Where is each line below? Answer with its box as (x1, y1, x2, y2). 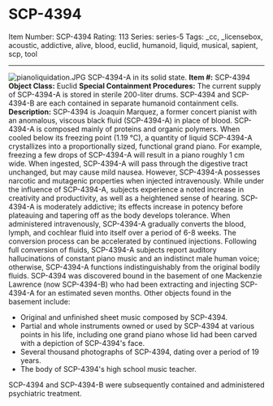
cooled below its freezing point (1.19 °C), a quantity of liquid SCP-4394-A (8, 132, 253, 142)
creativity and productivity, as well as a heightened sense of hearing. (8, 192, 240, 203)
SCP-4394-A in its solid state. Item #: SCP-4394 (87, 72, 250, 82)
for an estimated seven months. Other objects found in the (36, 287, 232, 297)
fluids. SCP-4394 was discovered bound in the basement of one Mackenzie (8, 270, 262, 280)
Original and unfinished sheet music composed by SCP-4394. (19, 312, 227, 322)
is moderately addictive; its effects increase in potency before (36, 201, 244, 211)
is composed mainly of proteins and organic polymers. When (36, 123, 240, 134)
